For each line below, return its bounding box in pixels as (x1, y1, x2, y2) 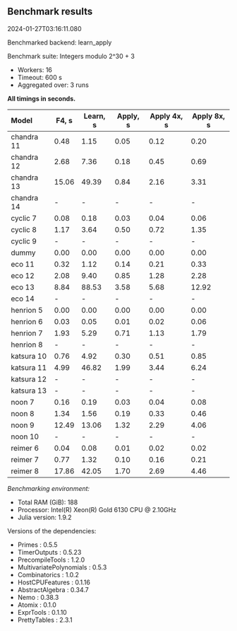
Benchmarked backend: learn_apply (7, 38, 112, 47)
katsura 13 (11, 386, 47, 395)
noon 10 (11, 432, 39, 441)
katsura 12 (11, 374, 47, 384)
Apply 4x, (150, 111, 183, 121)
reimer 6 (11, 443, 39, 453)
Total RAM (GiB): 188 (17, 498, 78, 506)
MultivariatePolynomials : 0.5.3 (17, 562, 107, 572)
